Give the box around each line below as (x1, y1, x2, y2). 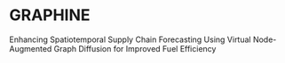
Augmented (9, 43, 52, 53)
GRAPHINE (9, 5, 91, 25)
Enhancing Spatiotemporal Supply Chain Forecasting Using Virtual (9, 34, 251, 45)
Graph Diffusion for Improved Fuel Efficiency (53, 43, 217, 53)
